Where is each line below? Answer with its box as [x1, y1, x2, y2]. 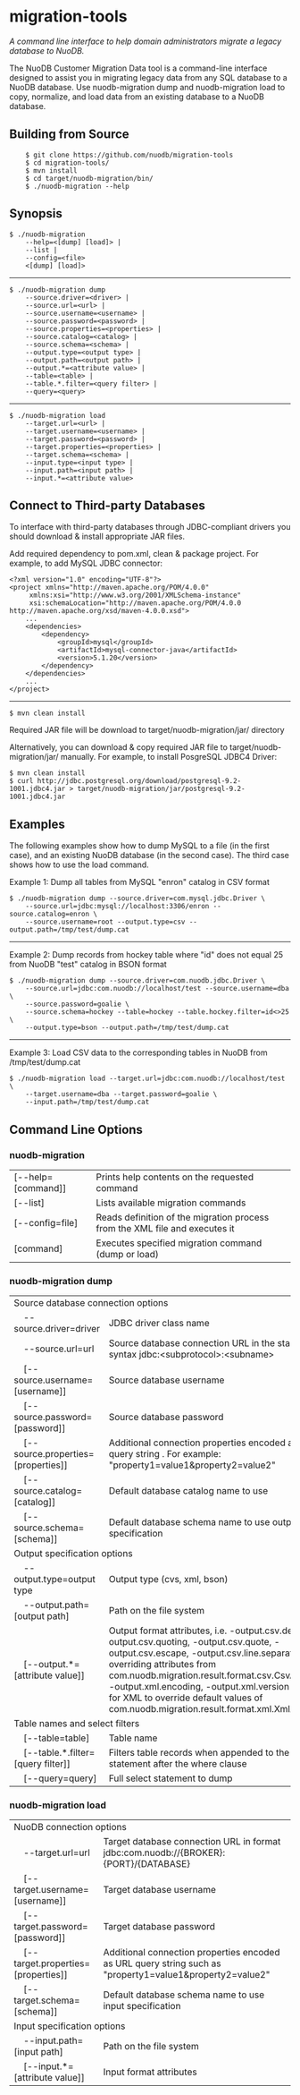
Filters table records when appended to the [108, 1747, 290, 1759]
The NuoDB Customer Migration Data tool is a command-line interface [9, 63, 268, 73]
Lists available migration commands [96, 1197, 246, 1209]
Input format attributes [103, 2065, 198, 2078]
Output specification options [13, 1547, 133, 1560]
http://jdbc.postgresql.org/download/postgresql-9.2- [37, 777, 242, 786]
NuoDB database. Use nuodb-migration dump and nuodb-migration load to [9, 81, 286, 92]
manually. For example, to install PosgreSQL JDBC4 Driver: [61, 752, 278, 762]
